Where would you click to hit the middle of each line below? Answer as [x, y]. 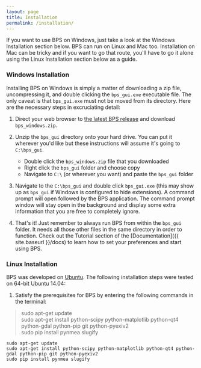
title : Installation [32, 17]
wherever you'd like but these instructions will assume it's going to [97, 143]
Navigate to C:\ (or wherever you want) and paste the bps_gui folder [109, 174]
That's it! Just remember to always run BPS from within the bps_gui [98, 222]
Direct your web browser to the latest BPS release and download [95, 118]
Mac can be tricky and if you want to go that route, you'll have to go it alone [100, 53]
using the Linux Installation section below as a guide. [72, 59]
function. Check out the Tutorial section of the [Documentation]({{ [97, 236]
